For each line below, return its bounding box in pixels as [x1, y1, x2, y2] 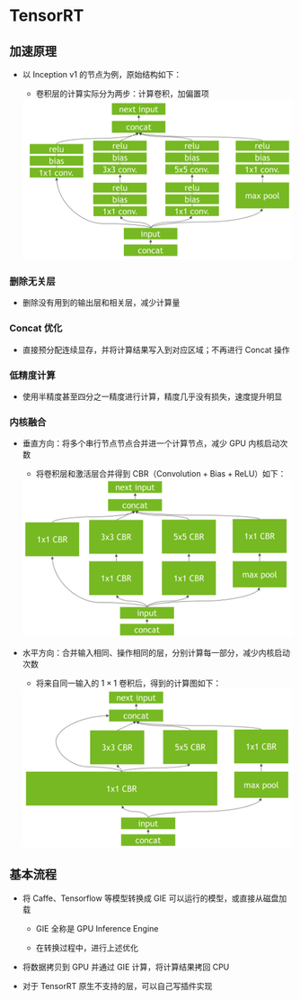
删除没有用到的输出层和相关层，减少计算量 [22, 297, 181, 308]
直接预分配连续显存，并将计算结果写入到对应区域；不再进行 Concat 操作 [22, 344, 290, 355]
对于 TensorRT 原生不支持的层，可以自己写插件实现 [22, 980, 213, 991]
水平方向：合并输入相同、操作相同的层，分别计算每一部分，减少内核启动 [22, 647, 290, 658]
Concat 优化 [9, 322, 63, 334]
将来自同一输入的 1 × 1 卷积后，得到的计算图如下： [35, 677, 222, 688]
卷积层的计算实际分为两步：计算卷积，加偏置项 [35, 88, 209, 99]
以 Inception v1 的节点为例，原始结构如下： [22, 69, 182, 79]
